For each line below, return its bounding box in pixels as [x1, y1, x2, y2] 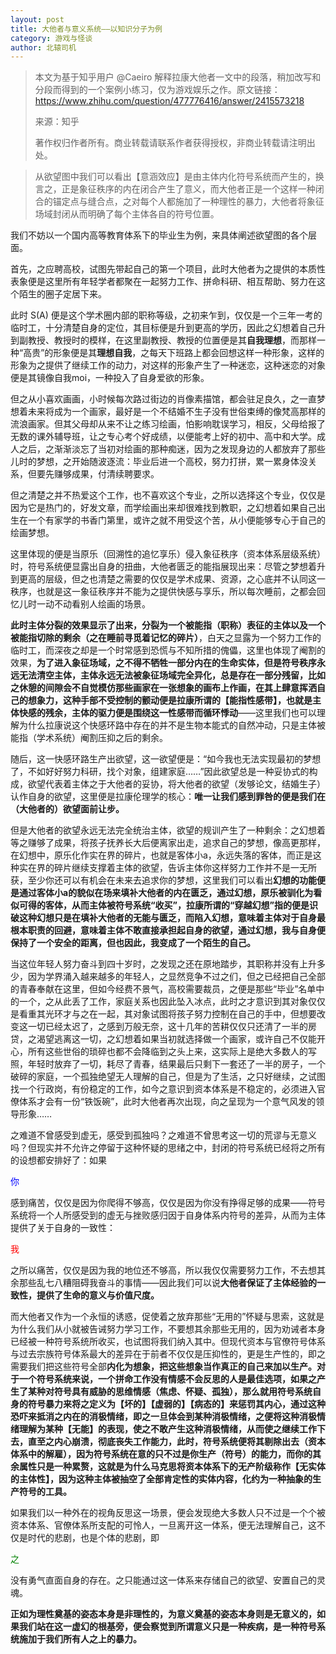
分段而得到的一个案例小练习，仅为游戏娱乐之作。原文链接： [34, 84, 281, 96]
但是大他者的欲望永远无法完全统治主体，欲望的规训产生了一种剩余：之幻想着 [10, 824, 326, 836]
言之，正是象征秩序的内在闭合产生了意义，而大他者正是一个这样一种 [34, 183, 316, 195]
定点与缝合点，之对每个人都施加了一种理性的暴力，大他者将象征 [61, 196, 325, 208]
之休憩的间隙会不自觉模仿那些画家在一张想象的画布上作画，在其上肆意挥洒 [10, 682, 317, 694]
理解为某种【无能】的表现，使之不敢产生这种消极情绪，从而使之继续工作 [18, 1423, 317, 1435]
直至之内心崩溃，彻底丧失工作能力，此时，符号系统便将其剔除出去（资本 [27, 1436, 326, 1448]
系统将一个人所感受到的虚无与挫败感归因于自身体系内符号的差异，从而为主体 [10, 1209, 326, 1221]
